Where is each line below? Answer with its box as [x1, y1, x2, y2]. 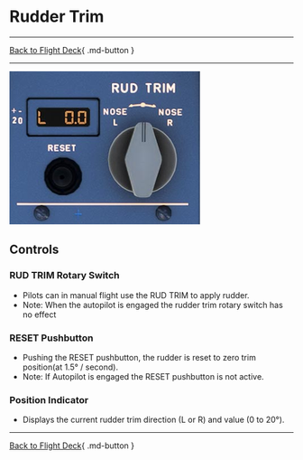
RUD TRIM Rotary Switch [9, 269, 120, 282]
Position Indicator [9, 393, 88, 406]
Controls [9, 242, 60, 258]
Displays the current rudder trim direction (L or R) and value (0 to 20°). [22, 414, 285, 426]
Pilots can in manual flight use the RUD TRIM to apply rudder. [22, 289, 250, 300]
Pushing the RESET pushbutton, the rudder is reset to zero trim [22, 352, 257, 362]
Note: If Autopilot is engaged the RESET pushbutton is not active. [22, 371, 264, 381]
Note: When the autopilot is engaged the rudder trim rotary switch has [22, 299, 284, 310]
